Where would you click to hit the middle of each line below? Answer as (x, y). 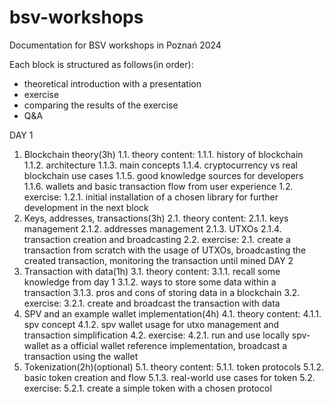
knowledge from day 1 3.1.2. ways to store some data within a (150, 282)
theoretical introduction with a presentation (112, 83)
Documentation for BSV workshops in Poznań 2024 (115, 45)
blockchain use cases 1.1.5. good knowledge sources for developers (163, 175)
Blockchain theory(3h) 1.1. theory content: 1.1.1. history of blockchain (163, 154)
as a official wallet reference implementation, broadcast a (169, 345)
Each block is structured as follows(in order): (101, 64)
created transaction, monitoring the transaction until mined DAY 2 (158, 260)
